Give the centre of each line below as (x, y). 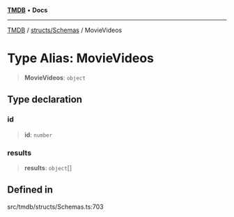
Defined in (30, 190)
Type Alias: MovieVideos (81, 58)
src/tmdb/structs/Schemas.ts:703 (55, 207)
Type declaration (45, 99)
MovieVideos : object (55, 77)
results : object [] (48, 167)
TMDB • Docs (28, 10)
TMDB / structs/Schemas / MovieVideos (65, 30)
